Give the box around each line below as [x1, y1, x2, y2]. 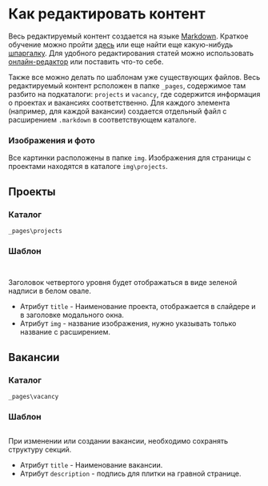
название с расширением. [19, 327, 110, 337]
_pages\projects [8, 227, 62, 235]
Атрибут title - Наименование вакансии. [19, 460, 163, 470]
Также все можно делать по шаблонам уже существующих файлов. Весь [8, 72, 261, 82]
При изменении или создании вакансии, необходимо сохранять [8, 436, 229, 446]
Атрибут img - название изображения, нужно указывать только [19, 319, 237, 328]
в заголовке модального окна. [19, 310, 124, 320]
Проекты [8, 185, 56, 199]
